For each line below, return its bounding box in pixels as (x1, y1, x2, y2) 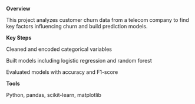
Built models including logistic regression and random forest (6, 57, 152, 64)
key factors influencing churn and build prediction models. (6, 23, 148, 30)
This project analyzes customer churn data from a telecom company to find (6, 17, 190, 23)
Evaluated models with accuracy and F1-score (6, 69, 118, 76)
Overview (6, 5, 31, 12)
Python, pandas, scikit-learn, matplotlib (6, 92, 102, 98)
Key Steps (6, 34, 32, 41)
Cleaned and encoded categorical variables (6, 45, 112, 53)
